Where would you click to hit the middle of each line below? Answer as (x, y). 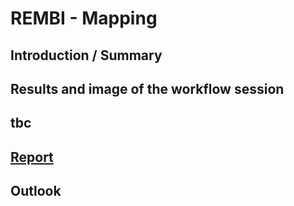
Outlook (36, 191)
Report (32, 157)
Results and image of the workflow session (147, 88)
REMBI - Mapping (84, 18)
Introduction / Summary (86, 55)
